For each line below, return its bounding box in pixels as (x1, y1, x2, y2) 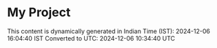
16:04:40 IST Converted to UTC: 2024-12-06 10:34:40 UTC (7, 34, 176, 42)
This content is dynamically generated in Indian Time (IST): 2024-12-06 (7, 27, 210, 35)
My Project (7, 5, 71, 20)
